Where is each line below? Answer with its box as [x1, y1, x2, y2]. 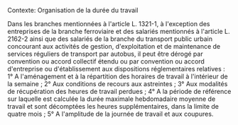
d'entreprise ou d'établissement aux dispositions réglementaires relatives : [7, 65, 225, 73]
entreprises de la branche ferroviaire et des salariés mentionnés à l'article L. [7, 28, 230, 35]
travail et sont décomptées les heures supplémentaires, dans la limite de [7, 102, 219, 110]
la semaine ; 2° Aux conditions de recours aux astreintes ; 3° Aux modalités [7, 80, 228, 88]
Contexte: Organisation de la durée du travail [7, 6, 139, 14]
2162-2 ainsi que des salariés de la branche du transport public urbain [7, 35, 213, 43]
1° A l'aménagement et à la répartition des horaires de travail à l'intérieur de [7, 72, 229, 81]
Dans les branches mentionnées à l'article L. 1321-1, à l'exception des [7, 20, 210, 28]
